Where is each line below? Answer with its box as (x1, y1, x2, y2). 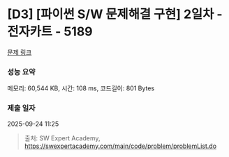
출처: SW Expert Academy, (24, 133, 101, 142)
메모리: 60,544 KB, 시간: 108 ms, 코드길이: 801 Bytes (7, 84, 155, 92)
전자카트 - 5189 (7, 24, 93, 40)
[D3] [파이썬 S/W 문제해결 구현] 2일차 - (7, 6, 223, 22)
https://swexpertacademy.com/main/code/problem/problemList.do (24, 142, 217, 150)
